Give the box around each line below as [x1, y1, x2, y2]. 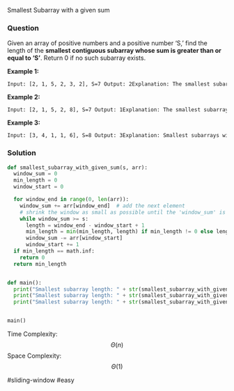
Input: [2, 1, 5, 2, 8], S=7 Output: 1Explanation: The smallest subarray [7, 106, 229, 113]
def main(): [7, 279, 42, 286]
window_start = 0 [13, 184, 64, 191]
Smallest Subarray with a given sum [7, 6, 110, 14]
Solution [7, 148, 37, 158]
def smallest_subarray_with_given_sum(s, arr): [7, 163, 148, 171]
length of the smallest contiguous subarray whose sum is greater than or [7, 47, 221, 55]
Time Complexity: [7, 330, 58, 338]
